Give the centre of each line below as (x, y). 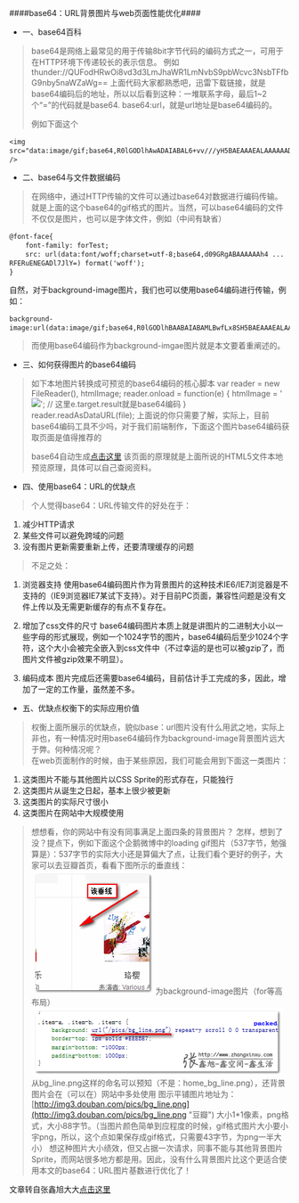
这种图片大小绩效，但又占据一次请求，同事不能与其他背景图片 (170, 1148)
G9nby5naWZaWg (64, 82)
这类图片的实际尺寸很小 (65, 802)
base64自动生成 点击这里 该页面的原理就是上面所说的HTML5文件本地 (157, 456)
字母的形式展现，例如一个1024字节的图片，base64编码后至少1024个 (155, 637)
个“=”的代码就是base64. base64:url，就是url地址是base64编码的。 (154, 105)
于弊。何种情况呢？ (66, 749)
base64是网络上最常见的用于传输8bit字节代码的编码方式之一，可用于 (157, 51)
